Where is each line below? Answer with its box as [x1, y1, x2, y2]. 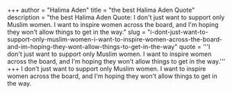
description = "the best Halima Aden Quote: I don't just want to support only [7, 13, 225, 21]
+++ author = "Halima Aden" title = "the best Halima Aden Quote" [7, 6, 195, 14]
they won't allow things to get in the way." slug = [7, 28, 146, 36]
